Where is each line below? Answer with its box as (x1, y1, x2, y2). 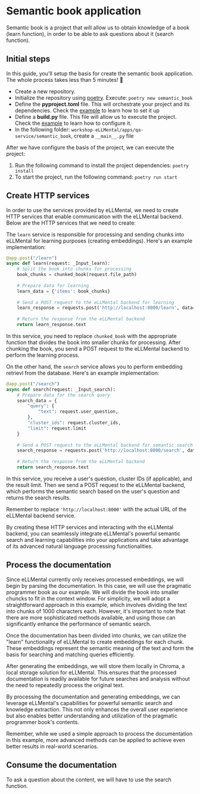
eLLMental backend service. (6, 512, 76, 519)
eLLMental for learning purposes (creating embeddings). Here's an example (6, 237, 192, 244)
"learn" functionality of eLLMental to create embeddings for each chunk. (6, 638, 185, 645)
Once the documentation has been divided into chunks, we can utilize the (6, 631, 186, 639)
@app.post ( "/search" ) (6, 381, 60, 387)
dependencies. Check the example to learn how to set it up (14, 106, 160, 114)
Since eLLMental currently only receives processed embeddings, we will (6, 575, 184, 583)
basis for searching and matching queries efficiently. (6, 651, 135, 658)
